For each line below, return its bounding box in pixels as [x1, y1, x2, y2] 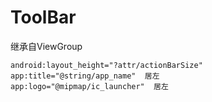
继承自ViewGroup [10, 40, 83, 52]
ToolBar [10, 6, 77, 29]
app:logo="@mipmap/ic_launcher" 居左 [10, 81, 169, 91]
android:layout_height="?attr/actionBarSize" [10, 60, 203, 70]
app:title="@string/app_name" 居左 [10, 71, 160, 81]
